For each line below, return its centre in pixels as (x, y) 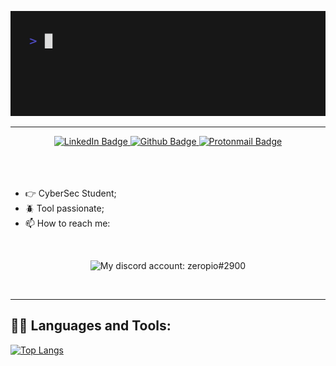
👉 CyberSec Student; (70, 193)
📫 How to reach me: (67, 223)
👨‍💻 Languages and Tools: (91, 326)
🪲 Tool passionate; (64, 208)
